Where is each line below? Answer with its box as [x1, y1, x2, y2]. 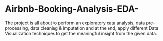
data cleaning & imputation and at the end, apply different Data [30, 25, 159, 31]
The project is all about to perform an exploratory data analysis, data [5, 20, 145, 26]
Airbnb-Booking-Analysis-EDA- [5, 3, 139, 15]
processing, [5, 25, 30, 31]
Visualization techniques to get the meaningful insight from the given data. [5, 30, 157, 36]
